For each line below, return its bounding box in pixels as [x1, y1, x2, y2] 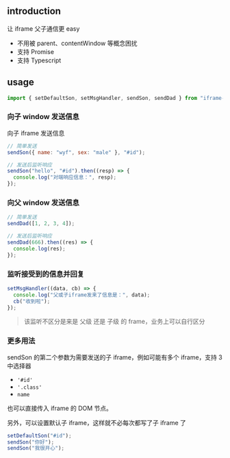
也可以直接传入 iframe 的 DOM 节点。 [7, 404, 113, 412]
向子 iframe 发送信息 [7, 129, 65, 137]
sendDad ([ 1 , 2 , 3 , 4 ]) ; [7, 220, 75, 227]
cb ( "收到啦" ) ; [13, 298, 51, 305]
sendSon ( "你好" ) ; [7, 438, 55, 446]
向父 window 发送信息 [7, 198, 80, 207]
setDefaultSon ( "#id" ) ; [7, 432, 72, 439]
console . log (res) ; [13, 245, 66, 252]
